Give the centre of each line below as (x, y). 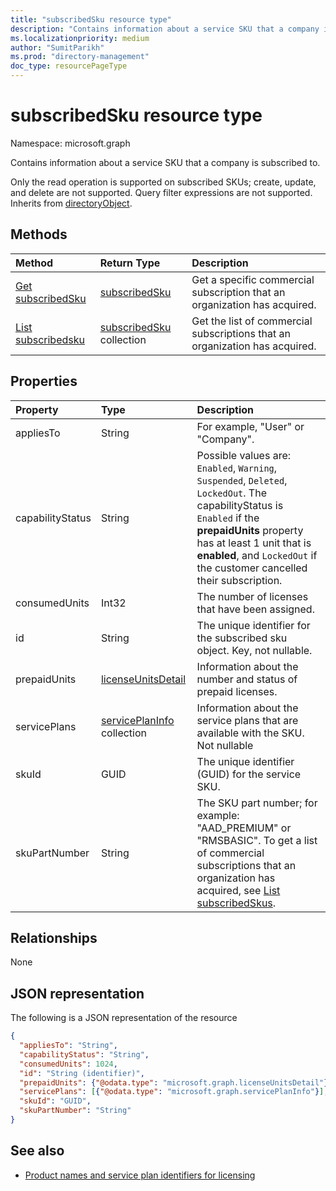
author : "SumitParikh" (57, 47)
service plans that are (247, 720)
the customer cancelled (252, 568)
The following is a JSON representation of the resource (124, 1018)
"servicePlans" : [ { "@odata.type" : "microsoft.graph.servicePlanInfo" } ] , (174, 1092)
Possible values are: (244, 455)
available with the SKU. (250, 733)
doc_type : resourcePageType (69, 66)
